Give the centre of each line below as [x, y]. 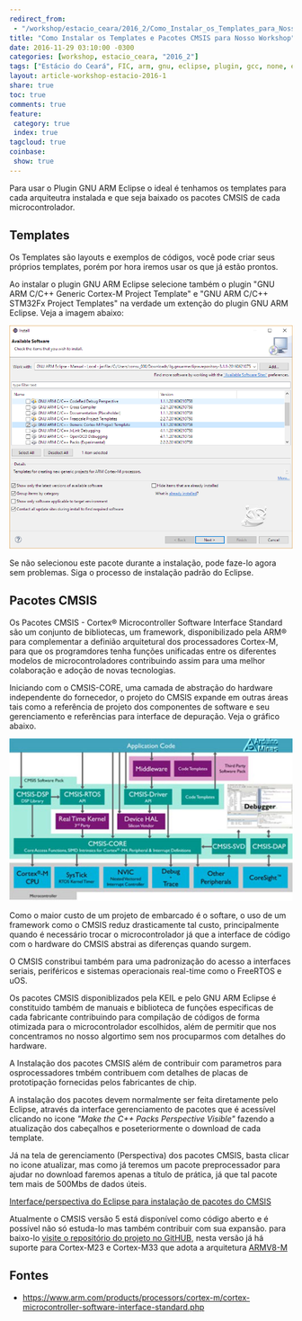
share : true [31, 85]
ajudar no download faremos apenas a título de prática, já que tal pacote [143, 1174]
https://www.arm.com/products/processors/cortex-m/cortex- [136, 1297]
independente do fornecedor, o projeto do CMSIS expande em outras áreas [149, 697]
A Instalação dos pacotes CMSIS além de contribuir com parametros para [146, 1063]
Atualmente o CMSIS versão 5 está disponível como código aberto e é [139, 1219]
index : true [36, 133]
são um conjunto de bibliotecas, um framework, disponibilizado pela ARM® [148, 632]
